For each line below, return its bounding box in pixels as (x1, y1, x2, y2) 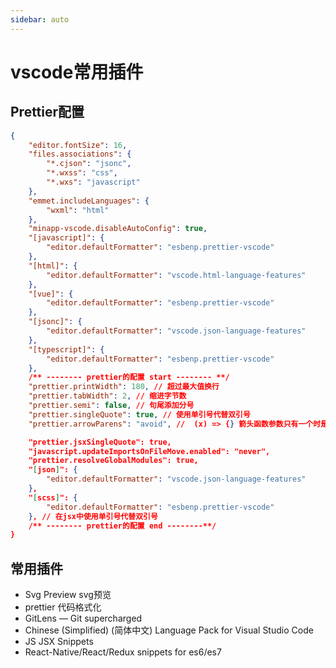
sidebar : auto (10, 14, 70, 25)
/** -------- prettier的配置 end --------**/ (28, 521, 217, 531)
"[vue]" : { (28, 289, 74, 299)
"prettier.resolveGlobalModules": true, (28, 456, 199, 466)
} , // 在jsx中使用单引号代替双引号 (28, 511, 158, 521)
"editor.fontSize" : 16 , (28, 140, 128, 150)
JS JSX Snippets (24, 636, 94, 648)
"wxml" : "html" (46, 205, 110, 215)
